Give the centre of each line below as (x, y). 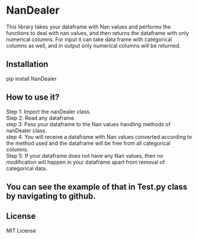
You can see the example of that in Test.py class (97, 187)
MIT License (21, 230)
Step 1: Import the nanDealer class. (49, 111)
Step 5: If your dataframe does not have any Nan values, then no (85, 155)
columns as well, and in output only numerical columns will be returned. (93, 46)
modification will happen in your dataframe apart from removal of (86, 162)
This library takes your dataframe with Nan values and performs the (89, 27)
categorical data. (27, 168)
